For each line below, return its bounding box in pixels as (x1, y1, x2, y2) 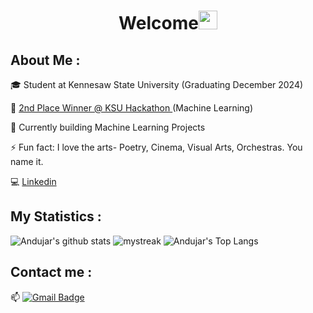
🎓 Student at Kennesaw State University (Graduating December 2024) (10, 79, 304, 90)
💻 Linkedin (10, 176, 57, 187)
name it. (10, 156, 44, 167)
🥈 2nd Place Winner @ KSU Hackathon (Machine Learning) (10, 102, 254, 114)
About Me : (10, 51, 81, 69)
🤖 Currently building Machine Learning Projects (10, 121, 206, 133)
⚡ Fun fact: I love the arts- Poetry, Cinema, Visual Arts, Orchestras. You (10, 141, 303, 153)
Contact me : (10, 264, 93, 281)
